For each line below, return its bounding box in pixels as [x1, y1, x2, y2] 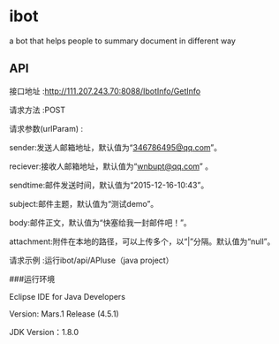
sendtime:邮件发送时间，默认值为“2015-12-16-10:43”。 [9, 180, 209, 190]
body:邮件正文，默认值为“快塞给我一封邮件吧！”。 [9, 217, 192, 227]
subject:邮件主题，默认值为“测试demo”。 [9, 198, 159, 209]
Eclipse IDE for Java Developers [9, 291, 126, 302]
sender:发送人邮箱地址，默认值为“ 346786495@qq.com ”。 [9, 141, 222, 152]
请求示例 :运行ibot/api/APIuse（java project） [9, 255, 174, 265]
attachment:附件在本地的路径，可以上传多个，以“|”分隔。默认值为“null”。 [9, 236, 275, 247]
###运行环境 [9, 273, 56, 284]
